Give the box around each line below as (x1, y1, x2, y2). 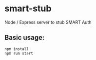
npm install (4, 46, 29, 52)
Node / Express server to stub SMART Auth (4, 19, 92, 25)
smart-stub (4, 3, 52, 14)
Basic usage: (4, 33, 45, 42)
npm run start (4, 51, 34, 56)
